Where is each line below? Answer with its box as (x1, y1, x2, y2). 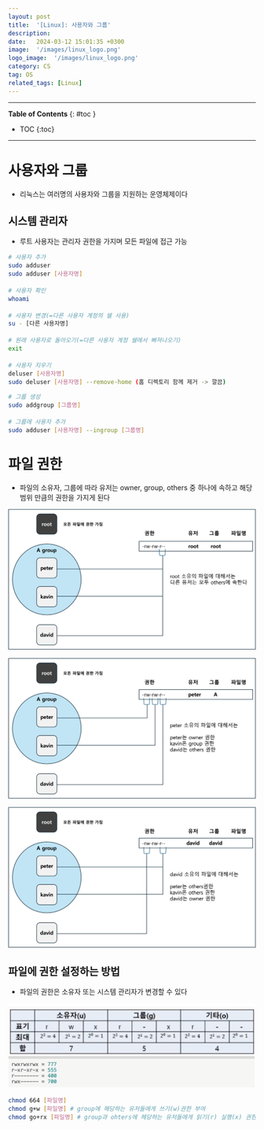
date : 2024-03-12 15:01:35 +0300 (8, 38, 125, 46)
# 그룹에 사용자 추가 (8, 418, 66, 426)
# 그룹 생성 (8, 393, 41, 401)
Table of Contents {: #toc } (8, 109, 97, 118)
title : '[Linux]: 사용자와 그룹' (8, 20, 112, 29)
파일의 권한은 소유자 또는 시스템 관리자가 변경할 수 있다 (19, 987, 188, 997)
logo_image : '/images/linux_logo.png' (8, 54, 139, 62)
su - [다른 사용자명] (8, 319, 69, 328)
